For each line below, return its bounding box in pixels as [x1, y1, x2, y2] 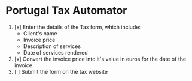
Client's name [23, 29, 57, 37]
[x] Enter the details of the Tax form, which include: [14, 23, 141, 31]
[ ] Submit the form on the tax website [14, 68, 108, 75]
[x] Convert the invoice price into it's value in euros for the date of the [14, 55, 187, 62]
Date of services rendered [23, 49, 88, 56]
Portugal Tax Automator [5, 4, 127, 17]
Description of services [23, 43, 81, 50]
